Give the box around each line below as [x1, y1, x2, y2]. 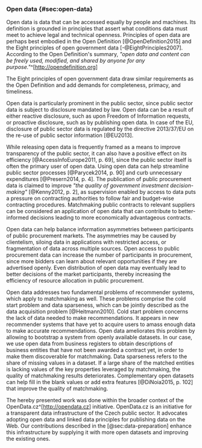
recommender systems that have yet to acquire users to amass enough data [6, 321, 196, 328]
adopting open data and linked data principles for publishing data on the [6, 416, 186, 423]
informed [6, 214, 29, 222]
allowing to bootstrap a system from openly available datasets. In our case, [6, 334, 193, 341]
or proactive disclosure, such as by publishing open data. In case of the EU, [6, 119, 194, 126]
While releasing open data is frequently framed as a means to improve [6, 144, 181, 151]
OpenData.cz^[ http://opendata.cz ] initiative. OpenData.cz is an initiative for [6, 403, 192, 411]
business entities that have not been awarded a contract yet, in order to [6, 347, 184, 354]
